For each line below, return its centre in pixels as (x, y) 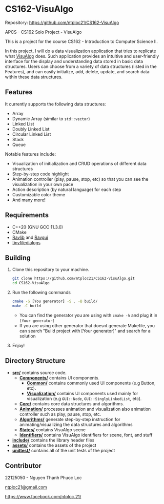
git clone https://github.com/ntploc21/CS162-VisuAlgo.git (73, 279)
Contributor (23, 466)
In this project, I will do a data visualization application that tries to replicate (81, 51)
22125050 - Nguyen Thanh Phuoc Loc (43, 478)
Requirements (27, 215)
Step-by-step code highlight (41, 174)
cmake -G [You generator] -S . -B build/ (55, 301)
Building (18, 258)
